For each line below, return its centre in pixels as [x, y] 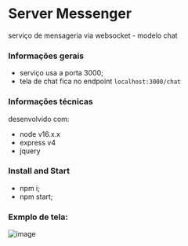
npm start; [36, 196]
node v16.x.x [40, 134]
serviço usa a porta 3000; [61, 73]
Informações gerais [46, 56]
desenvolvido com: [39, 119]
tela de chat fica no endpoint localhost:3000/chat [100, 81]
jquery [30, 151]
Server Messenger [70, 14]
